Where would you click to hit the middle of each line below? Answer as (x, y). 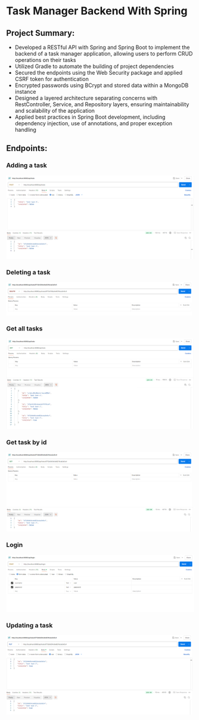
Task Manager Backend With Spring (97, 11)
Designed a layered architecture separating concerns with (86, 98)
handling (26, 130)
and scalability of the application (55, 111)
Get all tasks (24, 329)
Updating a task (29, 625)
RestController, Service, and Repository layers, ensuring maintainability (102, 104)
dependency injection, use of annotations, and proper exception (94, 123)
